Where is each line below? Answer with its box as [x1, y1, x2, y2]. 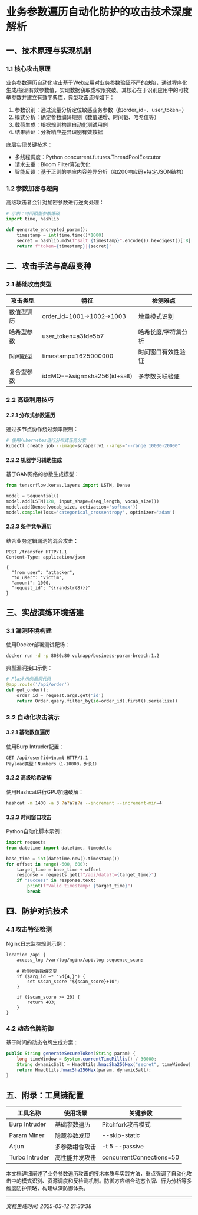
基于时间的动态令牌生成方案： [6, 1038, 78, 1046]
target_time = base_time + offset [16, 867, 101, 873]
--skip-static [102, 1131, 140, 1140]
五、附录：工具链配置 [6, 1090, 84, 1100]
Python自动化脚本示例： [6, 828, 65, 835]
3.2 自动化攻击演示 [6, 713, 60, 721]
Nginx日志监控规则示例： [6, 940, 67, 947]
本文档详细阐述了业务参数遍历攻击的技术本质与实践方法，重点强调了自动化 [6, 1170, 187, 1177]
